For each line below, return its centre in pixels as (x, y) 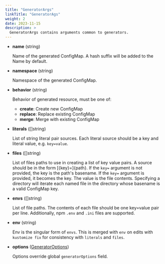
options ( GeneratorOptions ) (41, 247)
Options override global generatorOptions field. (60, 256)
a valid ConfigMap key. (35, 189)
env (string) (24, 222)
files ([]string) (26, 153)
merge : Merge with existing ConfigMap (59, 119)
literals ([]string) (29, 129)
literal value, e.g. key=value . (40, 144)
